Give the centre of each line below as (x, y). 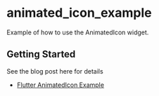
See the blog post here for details (55, 71)
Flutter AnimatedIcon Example (61, 85)
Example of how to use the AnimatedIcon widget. (78, 32)
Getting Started (41, 54)
